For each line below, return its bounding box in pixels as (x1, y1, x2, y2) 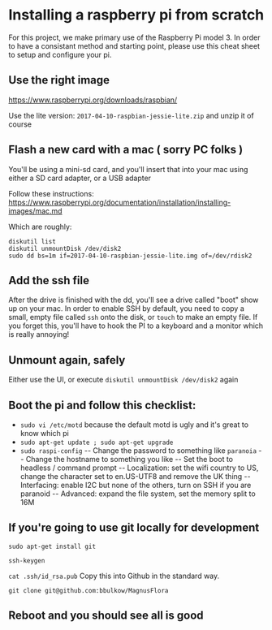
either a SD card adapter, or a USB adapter (8, 173, 152, 183)
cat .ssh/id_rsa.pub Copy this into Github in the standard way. (8, 571, 220, 580)
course (8, 119, 32, 129)
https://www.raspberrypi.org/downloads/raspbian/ (8, 95, 178, 105)
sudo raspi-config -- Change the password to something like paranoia (19, 446, 257, 455)
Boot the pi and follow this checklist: (8, 398, 196, 412)
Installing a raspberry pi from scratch (8, 6, 265, 24)
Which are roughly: (8, 222, 72, 231)
